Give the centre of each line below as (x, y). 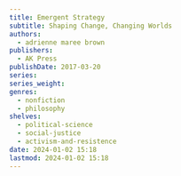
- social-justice (49, 133)
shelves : (25, 116)
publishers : (31, 51)
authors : (25, 34)
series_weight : (37, 84)
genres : (24, 92)
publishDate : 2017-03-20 (55, 68)
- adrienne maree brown (61, 42)
